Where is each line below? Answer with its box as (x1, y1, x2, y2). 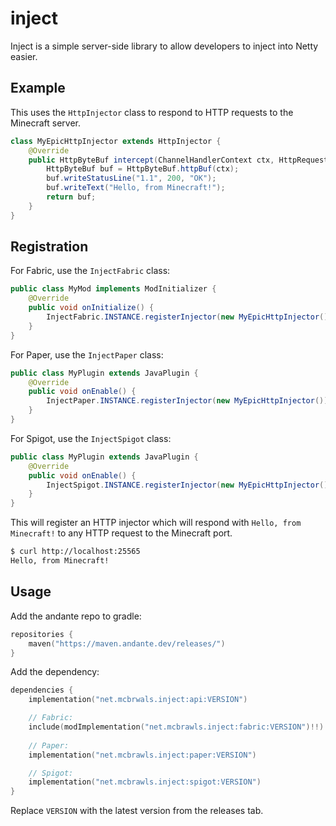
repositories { (10, 629, 74, 639)
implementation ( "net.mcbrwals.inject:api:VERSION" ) (28, 695, 248, 705)
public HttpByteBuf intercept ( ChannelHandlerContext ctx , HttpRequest (28, 155, 329, 165)
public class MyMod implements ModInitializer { (10, 284, 217, 294)
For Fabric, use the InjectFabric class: (10, 265, 171, 277)
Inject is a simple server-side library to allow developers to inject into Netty (10, 40, 319, 52)
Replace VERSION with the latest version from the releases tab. (10, 805, 264, 817)
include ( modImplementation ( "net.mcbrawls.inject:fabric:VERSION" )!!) (28, 722, 325, 732)
